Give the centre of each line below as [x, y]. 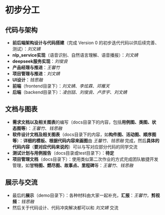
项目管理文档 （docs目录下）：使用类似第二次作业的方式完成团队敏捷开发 [85, 159]
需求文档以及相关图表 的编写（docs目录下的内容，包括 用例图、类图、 [82, 122]
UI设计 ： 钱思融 [27, 80]
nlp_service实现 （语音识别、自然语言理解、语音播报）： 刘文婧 [75, 55]
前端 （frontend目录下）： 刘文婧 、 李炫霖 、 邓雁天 [61, 86]
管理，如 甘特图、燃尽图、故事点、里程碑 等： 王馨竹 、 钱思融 [73, 165]
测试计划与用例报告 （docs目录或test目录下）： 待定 [63, 153]
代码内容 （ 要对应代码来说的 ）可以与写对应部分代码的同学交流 [75, 147]
